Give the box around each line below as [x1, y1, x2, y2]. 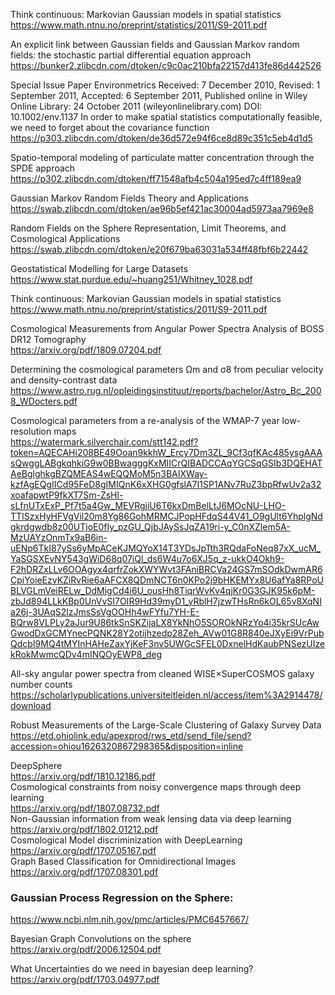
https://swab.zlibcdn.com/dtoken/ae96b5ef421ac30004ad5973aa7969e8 [10, 203, 314, 214]
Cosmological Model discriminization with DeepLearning [10, 834, 243, 846]
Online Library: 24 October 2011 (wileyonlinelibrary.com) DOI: [10, 100, 263, 112]
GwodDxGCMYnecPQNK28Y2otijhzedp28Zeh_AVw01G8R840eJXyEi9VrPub [10, 627, 325, 639]
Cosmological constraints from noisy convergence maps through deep [10, 781, 302, 793]
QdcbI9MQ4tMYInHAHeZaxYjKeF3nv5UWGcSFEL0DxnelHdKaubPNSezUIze [10, 638, 326, 649]
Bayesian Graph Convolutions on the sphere [10, 933, 192, 945]
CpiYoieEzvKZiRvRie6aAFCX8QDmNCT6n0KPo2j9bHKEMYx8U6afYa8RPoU [10, 574, 325, 586]
